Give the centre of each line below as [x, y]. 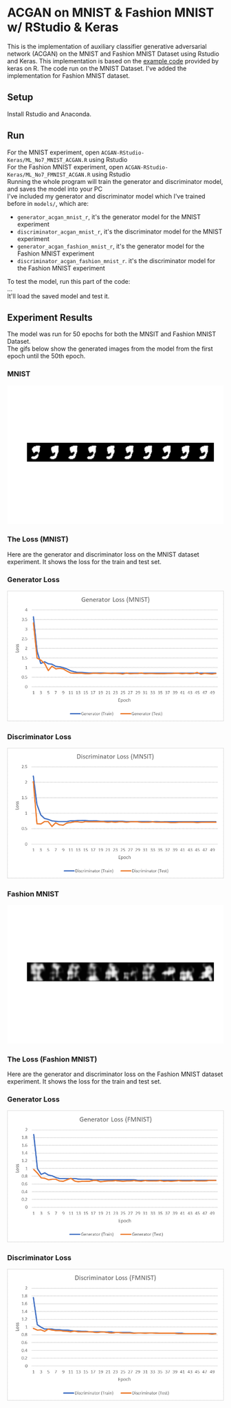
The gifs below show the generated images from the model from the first [110, 349]
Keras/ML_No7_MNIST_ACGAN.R [47, 160]
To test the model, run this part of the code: [69, 281]
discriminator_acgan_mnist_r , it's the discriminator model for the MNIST [120, 231]
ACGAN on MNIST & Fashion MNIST [111, 13]
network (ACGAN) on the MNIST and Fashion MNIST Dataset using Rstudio [113, 54]
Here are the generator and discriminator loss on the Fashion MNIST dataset [115, 1074]
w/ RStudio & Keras [63, 27]
